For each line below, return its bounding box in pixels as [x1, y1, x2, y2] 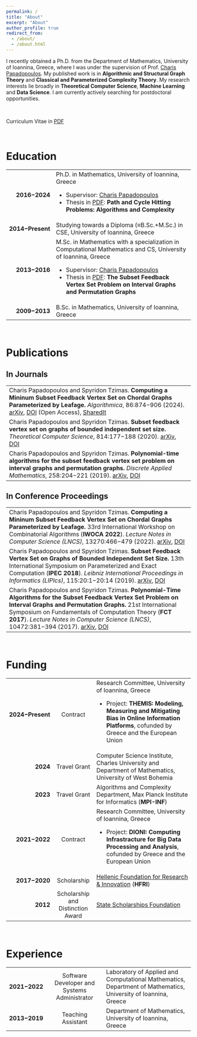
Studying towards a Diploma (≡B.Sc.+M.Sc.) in [56, 221, 184, 229]
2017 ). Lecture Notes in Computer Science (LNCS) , [9, 615, 151, 623]
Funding [6, 658, 47, 672]
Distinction [58, 904, 88, 912]
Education [6, 150, 57, 163]
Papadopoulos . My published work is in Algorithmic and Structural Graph [6, 70, 186, 77]
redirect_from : [6, 31, 43, 36]
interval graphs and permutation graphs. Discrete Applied [9, 464, 172, 472]
